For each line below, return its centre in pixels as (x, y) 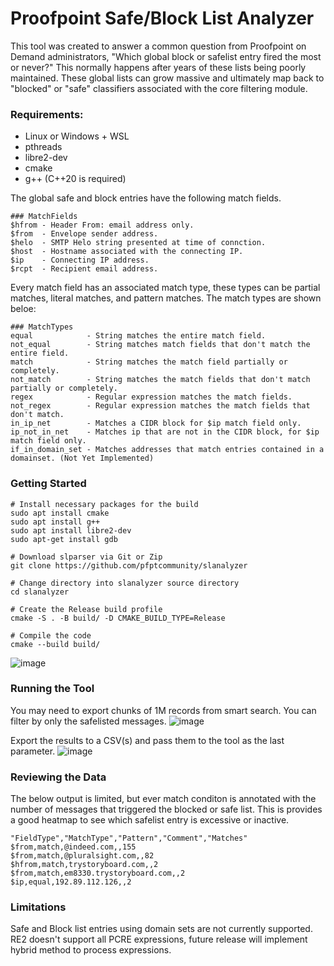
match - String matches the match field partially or (149, 362)
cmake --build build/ (55, 644)
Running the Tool (52, 689)
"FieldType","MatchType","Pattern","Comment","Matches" (129, 838)
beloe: (23, 309)
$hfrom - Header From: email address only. (102, 225)
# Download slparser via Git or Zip (86, 557)
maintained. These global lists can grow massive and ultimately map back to (167, 78)
